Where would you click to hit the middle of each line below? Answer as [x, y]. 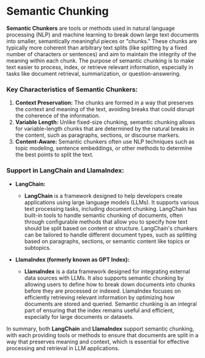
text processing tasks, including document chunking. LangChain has [110, 208]
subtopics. [38, 247]
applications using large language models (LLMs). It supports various [111, 202]
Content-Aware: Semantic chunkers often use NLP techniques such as [105, 142]
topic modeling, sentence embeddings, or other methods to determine [104, 148]
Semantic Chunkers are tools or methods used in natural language [91, 28]
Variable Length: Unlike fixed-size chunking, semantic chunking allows [105, 122]
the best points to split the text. [54, 155]
